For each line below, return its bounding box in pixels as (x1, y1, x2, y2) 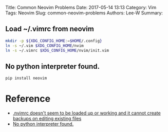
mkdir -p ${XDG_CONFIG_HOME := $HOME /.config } (5, 38, 102, 43)
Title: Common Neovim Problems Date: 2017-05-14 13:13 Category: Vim (5, 5, 157, 10)
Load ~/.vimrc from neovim (5, 25, 94, 33)
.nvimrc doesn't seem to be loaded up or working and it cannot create (12, 110, 161, 116)
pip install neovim (5, 76, 47, 81)
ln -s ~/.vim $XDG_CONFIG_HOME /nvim (5, 43, 84, 48)
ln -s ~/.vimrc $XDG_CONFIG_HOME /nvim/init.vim (5, 48, 109, 53)
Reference (5, 93, 50, 105)
